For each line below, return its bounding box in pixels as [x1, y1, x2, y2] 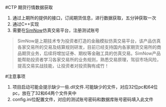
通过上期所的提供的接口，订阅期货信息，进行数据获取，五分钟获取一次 [12, 15, 157, 21]
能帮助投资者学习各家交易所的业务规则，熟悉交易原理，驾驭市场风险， [17, 57, 162, 62]
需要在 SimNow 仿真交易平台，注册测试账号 [12, 27, 99, 33]
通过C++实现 [12, 21, 39, 27]
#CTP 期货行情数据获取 [5, 4, 53, 10]
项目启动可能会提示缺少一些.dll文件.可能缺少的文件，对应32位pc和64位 [12, 84, 158, 90]
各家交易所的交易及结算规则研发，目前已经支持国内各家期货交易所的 [17, 44, 157, 50]
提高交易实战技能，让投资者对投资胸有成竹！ [17, 63, 109, 69]
